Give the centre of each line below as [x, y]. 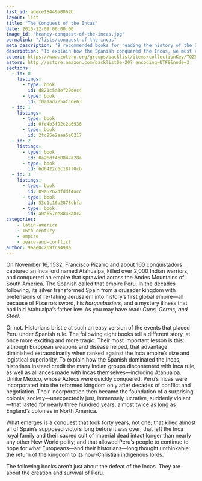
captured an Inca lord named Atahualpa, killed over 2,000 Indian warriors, [97, 271]
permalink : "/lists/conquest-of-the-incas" [62, 40]
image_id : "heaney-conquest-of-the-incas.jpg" [66, 34]
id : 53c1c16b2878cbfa [55, 203]
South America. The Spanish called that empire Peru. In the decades [91, 284]
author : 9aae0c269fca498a [38, 247]
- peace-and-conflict [44, 242]
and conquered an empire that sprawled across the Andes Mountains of [95, 278]
